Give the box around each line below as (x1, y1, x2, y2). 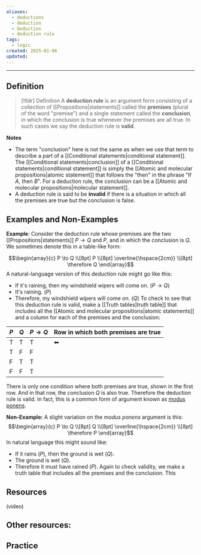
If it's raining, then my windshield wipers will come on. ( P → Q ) (14, 282, 170, 289)
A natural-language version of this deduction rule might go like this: (6, 271, 172, 278)
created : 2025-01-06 (6, 48, 58, 54)
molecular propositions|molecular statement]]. (14, 184, 130, 191)
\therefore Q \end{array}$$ (66, 261, 135, 268)
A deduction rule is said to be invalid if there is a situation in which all (14, 190, 186, 198)
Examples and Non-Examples (6, 214, 118, 224)
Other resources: (6, 520, 71, 530)
